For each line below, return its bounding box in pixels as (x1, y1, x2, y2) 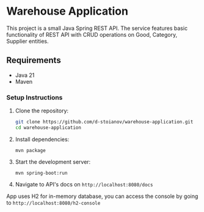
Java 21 (15, 71, 35, 79)
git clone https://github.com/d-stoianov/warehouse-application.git (15, 119, 194, 125)
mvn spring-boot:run (15, 170, 68, 176)
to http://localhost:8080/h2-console (6, 199, 101, 206)
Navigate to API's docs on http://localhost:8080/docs (15, 180, 153, 188)
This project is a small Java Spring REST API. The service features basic (6, 24, 188, 32)
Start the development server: (15, 158, 91, 166)
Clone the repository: (15, 107, 69, 114)
